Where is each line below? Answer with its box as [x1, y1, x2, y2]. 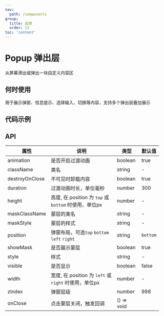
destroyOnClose [7, 175, 45, 182]
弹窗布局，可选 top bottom [51, 229, 109, 236]
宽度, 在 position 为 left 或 [51, 272, 112, 279]
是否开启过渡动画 [51, 157, 90, 164]
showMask [7, 244, 33, 251]
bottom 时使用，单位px [51, 201, 102, 208]
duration [7, 184, 27, 191]
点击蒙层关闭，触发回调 [51, 300, 105, 307]
